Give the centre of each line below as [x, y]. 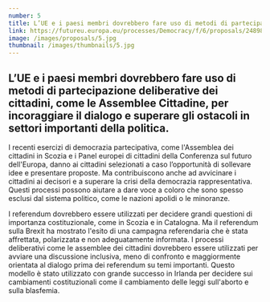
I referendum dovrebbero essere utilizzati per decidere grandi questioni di [131, 214]
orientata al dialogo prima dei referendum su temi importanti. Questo [122, 264]
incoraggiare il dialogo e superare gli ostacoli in [129, 116]
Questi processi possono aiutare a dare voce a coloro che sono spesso [126, 190]
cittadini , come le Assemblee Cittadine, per [119, 103]
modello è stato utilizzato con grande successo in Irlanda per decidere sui [131, 273]
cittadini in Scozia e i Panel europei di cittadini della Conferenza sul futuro [130, 155]
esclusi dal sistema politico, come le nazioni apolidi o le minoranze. [119, 198]
